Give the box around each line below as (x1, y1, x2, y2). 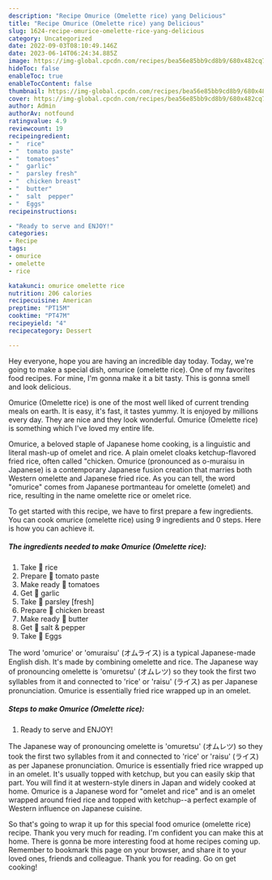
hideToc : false (8, 65, 60, 73)
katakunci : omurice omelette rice (8, 281, 125, 290)
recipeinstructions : (8, 207, 79, 215)
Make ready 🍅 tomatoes (19, 579, 100, 589)
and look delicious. (8, 382, 71, 391)
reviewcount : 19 (8, 125, 63, 133)
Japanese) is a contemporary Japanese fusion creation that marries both (8, 464, 253, 474)
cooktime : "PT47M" (8, 312, 70, 320)
